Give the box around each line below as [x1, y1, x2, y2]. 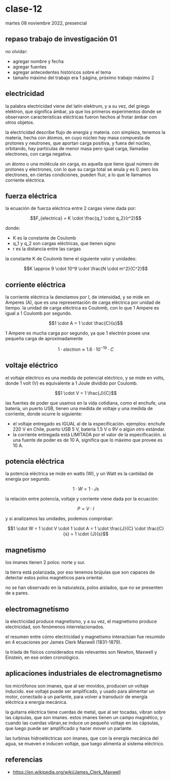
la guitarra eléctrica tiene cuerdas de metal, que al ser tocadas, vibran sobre [5, 708, 166, 715]
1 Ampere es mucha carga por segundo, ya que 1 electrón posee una [5, 330, 150, 336]
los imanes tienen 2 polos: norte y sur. [5, 559, 86, 565]
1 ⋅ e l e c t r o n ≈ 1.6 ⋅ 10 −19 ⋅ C [58, 345, 114, 352]
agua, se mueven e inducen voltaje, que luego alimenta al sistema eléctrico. [5, 740, 165, 746]
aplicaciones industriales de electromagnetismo [5, 669, 162, 678]
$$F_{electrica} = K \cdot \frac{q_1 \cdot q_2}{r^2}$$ [30, 215, 142, 221]
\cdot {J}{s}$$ [78, 531, 109, 537]
